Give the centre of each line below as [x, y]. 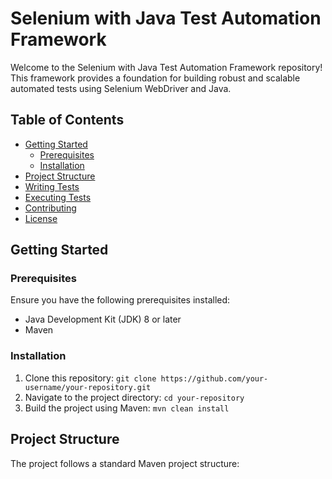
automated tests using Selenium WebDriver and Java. [121, 88]
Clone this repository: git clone [90, 378]
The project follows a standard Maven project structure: [125, 463]
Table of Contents [67, 120]
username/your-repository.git [88, 387]
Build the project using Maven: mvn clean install [127, 408]
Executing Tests [58, 197]
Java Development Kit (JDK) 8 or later [103, 319]
